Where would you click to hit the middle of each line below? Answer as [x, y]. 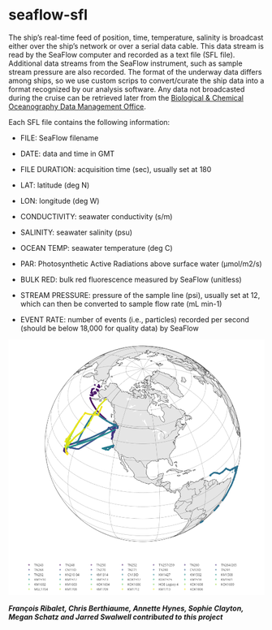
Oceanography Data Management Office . [77, 106]
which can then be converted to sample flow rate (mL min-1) [121, 304]
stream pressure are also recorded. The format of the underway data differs [135, 71]
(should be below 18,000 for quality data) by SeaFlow [109, 328]
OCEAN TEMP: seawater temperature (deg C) [96, 248]
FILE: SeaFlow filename [59, 138]
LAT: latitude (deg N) [55, 185]
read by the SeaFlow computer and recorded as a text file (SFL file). [122, 54]
